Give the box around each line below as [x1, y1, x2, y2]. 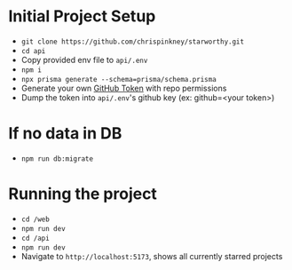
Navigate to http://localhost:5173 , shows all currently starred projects [20, 250, 283, 261]
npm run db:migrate [20, 154, 94, 163]
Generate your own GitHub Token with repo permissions [20, 83, 227, 93]
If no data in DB [8, 123, 122, 144]
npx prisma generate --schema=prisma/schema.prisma [20, 75, 217, 83]
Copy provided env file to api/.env [20, 54, 148, 65]
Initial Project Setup [8, 6, 156, 27]
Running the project [8, 184, 157, 204]
